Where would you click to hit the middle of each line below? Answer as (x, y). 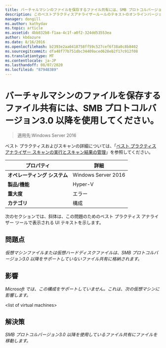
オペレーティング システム (38, 175)
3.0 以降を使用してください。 (99, 121)
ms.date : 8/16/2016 (25, 42)
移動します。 (18, 341)
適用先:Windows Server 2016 (47, 135)
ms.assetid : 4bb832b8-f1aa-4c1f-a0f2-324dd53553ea (58, 33)
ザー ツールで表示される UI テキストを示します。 (54, 222)
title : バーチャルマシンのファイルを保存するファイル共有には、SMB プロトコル (76, 10)
